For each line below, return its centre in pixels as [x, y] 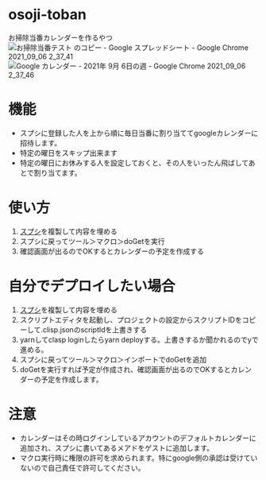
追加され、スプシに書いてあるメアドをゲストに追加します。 [117, 447]
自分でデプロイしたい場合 [92, 286]
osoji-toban [48, 15]
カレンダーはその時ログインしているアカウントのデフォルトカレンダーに [138, 438]
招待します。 [40, 143]
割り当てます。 [58, 172]
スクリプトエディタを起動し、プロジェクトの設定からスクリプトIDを [131, 319]
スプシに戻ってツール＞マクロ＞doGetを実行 [92, 241]
